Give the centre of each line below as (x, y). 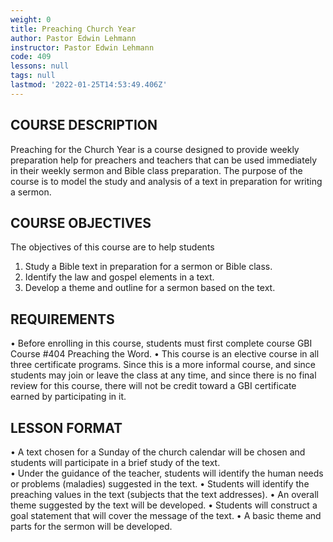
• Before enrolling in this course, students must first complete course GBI (161, 343)
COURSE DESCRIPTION (84, 125)
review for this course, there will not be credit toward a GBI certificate (153, 386)
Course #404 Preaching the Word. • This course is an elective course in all (165, 354)
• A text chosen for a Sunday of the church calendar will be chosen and (158, 452)
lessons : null (40, 66)
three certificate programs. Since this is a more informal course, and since (163, 365)
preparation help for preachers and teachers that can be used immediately (164, 160)
